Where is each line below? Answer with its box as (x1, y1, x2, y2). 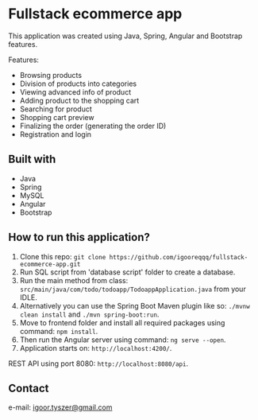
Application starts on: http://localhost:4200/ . (19, 343, 172, 352)
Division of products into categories (19, 79, 137, 88)
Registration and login (19, 129, 92, 139)
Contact (8, 381, 49, 395)
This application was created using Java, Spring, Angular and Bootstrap (8, 31, 243, 41)
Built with (8, 153, 56, 166)
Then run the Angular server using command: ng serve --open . (19, 335, 226, 344)
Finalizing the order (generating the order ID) (19, 121, 167, 130)
